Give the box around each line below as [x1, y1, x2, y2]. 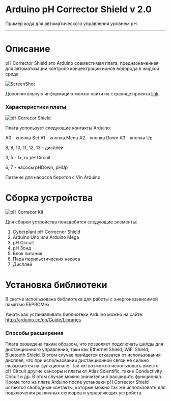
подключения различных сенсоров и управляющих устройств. [5, 390, 142, 396]
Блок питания [12, 250, 42, 257]
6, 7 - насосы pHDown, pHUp [5, 164, 68, 170]
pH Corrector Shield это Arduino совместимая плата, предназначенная [5, 60, 159, 66]
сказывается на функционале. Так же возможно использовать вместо [5, 363, 159, 369]
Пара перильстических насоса [12, 256, 80, 262]
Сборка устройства [5, 192, 93, 204]
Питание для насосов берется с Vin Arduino [5, 174, 101, 181]
